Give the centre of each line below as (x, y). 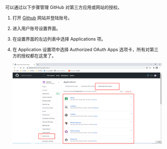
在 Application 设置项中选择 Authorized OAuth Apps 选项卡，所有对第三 (85, 49)
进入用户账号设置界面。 (36, 28)
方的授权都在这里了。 (34, 56)
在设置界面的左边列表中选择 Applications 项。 (59, 39)
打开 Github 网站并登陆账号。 (42, 18)
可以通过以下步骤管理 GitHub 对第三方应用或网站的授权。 (64, 7)
